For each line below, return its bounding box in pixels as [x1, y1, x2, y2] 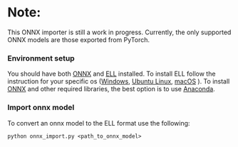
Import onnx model [7, 103, 75, 113]
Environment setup [7, 53, 75, 63]
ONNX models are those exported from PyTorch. [7, 35, 150, 44]
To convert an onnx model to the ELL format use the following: [7, 118, 190, 127]
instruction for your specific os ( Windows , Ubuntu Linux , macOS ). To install [7, 77, 230, 86]
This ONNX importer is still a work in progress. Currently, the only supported [7, 28, 232, 36]
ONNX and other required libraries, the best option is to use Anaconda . [7, 85, 215, 93]
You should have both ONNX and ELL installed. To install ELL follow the [7, 69, 216, 78]
